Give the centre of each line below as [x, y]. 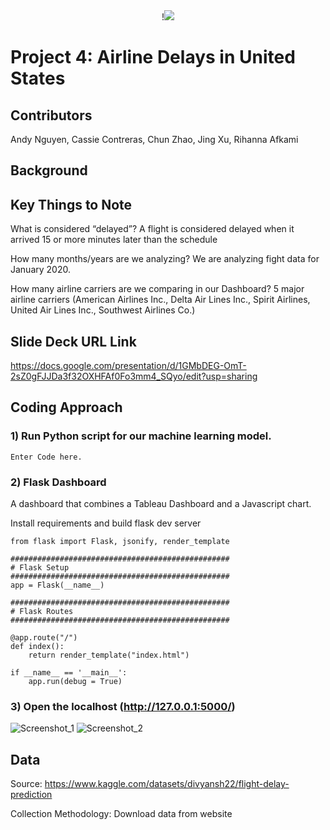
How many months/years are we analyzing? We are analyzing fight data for [165, 259]
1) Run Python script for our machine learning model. [141, 436]
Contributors [51, 115]
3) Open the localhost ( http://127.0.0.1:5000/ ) [123, 706]
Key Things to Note [71, 204]
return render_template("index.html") [109, 655]
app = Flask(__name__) [57, 585]
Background [49, 170]
